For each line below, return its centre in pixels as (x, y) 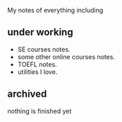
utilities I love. (37, 72)
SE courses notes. (44, 49)
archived (27, 94)
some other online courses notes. (66, 56)
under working (40, 32)
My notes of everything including (55, 10)
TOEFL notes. (37, 64)
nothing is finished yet (39, 111)
